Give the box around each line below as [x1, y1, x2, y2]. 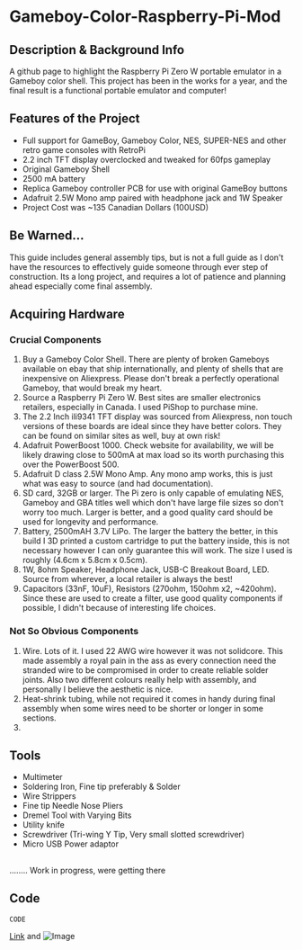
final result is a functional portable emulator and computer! [9, 85, 227, 95]
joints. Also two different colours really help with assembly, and [22, 674, 257, 685]
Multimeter [22, 772, 63, 783]
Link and [9, 930, 41, 941]
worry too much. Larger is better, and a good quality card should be [22, 506, 273, 518]
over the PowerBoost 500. [22, 459, 120, 470]
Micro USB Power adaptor [22, 838, 120, 849]
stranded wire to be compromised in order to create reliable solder [22, 664, 269, 676]
